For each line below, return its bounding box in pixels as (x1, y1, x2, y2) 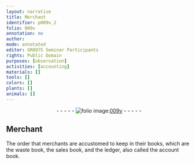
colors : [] (6, 80, 33, 86)
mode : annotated (6, 42, 46, 48)
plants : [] (6, 86, 33, 91)
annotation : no (6, 31, 44, 37)
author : (6, 36, 25, 42)
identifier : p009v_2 (6, 19, 57, 25)
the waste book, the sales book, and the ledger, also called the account (6, 146, 179, 153)
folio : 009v (6, 25, 35, 31)
